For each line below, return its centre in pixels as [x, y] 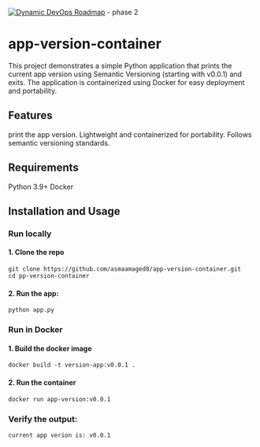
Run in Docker [35, 330]
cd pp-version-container [49, 276]
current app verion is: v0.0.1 [59, 435]
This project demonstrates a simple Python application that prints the [120, 65]
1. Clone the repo [36, 253]
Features [30, 115]
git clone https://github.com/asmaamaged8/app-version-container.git [125, 269]
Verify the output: [43, 419]
